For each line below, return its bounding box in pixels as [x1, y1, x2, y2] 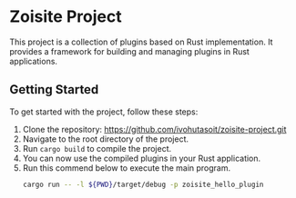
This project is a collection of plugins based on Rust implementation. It [9, 36, 273, 47]
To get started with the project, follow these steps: [9, 106, 199, 117]
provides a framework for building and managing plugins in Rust [9, 45, 250, 56]
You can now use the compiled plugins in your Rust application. [22, 153, 261, 163]
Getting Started [9, 82, 99, 97]
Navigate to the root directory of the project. [22, 134, 189, 144]
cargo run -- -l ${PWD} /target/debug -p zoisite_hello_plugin [22, 180, 264, 189]
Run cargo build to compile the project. [22, 143, 171, 153]
